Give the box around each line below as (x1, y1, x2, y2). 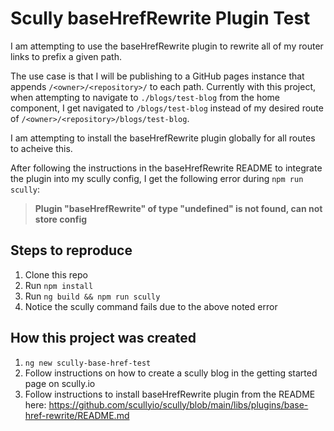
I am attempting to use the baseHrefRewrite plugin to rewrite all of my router (10, 40, 324, 52)
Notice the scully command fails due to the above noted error (24, 300, 278, 312)
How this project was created (10, 330, 197, 347)
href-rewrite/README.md (24, 409, 130, 421)
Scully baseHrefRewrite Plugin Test (10, 7, 311, 30)
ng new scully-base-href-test (24, 358, 152, 368)
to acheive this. (10, 142, 73, 154)
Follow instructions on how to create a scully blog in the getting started (24, 367, 318, 379)
